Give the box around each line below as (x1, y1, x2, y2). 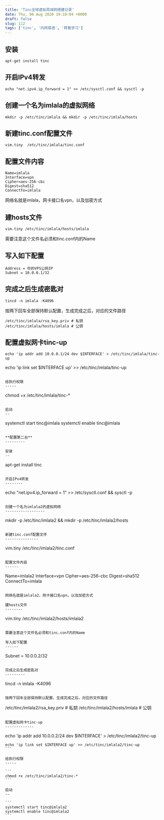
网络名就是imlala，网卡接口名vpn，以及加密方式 (5, 197, 102, 203)
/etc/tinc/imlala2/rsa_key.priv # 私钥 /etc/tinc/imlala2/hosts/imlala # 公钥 (5, 705, 152, 711)
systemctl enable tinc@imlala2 (5, 809, 69, 814)
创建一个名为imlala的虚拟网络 (5, 101, 95, 110)
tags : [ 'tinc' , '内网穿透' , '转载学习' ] (5, 26, 83, 31)
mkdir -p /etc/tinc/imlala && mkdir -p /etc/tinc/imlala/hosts (5, 115, 138, 120)
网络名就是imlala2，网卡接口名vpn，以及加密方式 (5, 593, 94, 598)
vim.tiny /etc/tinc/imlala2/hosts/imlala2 (5, 615, 84, 621)
